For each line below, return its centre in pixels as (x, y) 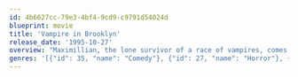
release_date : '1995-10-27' (61, 42)
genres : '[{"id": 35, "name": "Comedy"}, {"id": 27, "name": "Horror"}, (146, 58)
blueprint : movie (41, 26)
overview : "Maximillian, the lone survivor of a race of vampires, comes (149, 50)
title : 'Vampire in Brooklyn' (65, 34)
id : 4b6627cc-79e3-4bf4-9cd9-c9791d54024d (89, 17)
